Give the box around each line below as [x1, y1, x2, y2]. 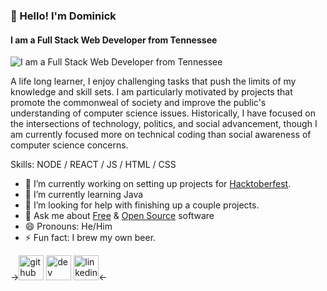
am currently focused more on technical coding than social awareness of [10, 129, 312, 141]
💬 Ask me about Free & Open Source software [24, 210, 215, 222]
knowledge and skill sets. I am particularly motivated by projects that [10, 86, 293, 98]
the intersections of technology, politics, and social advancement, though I [10, 118, 318, 130]
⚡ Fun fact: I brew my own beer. [24, 232, 157, 244]
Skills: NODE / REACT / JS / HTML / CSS [10, 159, 177, 171]
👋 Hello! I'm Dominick [10, 9, 117, 23]
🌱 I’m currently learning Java [24, 189, 144, 201]
